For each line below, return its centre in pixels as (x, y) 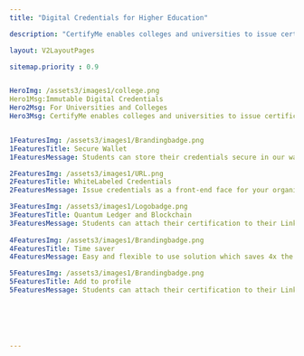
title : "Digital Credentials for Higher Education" (109, 18)
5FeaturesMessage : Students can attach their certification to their (143, 290)
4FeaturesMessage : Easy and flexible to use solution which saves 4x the (152, 257)
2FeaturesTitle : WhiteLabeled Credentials (90, 182)
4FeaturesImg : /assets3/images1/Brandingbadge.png (107, 240)
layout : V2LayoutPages (52, 51)
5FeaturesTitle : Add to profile (70, 282)
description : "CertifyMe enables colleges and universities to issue (143, 34)
